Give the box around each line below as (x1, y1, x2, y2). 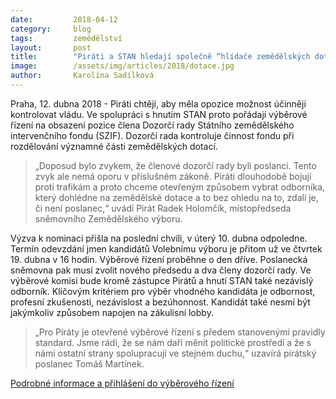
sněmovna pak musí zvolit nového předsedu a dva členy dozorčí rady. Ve (10, 264, 312, 276)
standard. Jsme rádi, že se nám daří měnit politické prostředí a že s (34, 336, 312, 348)
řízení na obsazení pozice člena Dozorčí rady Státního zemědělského (10, 119, 295, 131)
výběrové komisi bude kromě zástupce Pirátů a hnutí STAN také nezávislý (10, 274, 314, 286)
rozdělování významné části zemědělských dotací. (10, 140, 218, 152)
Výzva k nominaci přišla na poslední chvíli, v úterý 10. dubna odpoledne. (10, 232, 308, 244)
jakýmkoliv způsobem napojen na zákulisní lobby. (10, 306, 214, 318)
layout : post (10, 42, 92, 53)
